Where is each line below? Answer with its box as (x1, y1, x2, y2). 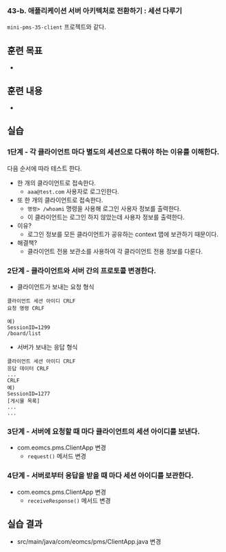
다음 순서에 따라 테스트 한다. (7, 164, 82, 172)
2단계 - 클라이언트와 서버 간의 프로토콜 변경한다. (7, 265, 156, 275)
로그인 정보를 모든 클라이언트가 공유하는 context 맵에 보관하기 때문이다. (27, 230, 219, 238)
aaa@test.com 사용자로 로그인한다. (27, 187, 120, 196)
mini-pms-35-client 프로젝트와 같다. (7, 23, 106, 31)
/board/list (7, 330, 41, 337)
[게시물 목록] (7, 397, 40, 404)
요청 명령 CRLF (7, 304, 45, 312)
